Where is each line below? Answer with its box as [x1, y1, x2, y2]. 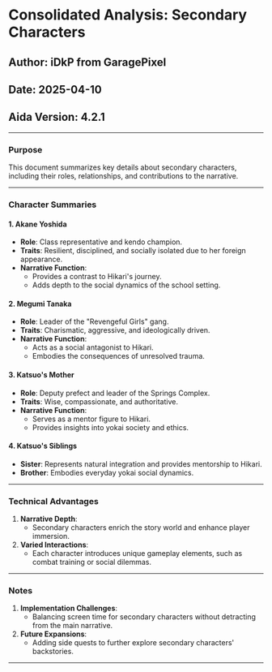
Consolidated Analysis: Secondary [8, 6, 248, 24]
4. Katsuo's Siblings [8, 441, 78, 451]
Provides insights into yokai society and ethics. [32, 422, 189, 432]
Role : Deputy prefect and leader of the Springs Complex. [19, 388, 210, 398]
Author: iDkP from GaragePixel [8, 55, 167, 69]
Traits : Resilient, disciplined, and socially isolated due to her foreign [19, 246, 247, 256]
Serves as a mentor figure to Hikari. [32, 414, 151, 424]
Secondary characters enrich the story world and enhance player [32, 523, 250, 532]
